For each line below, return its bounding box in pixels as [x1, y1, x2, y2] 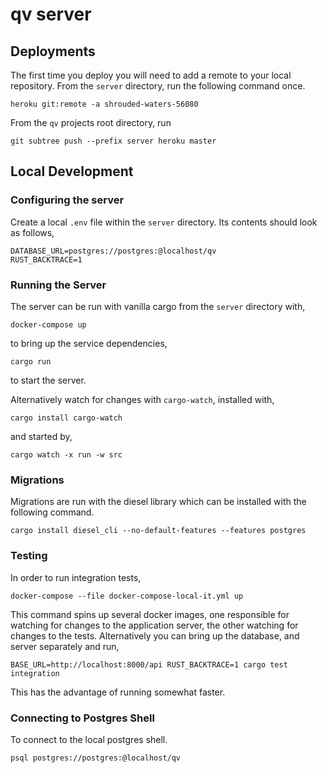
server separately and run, [10, 640, 120, 652]
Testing [10, 549, 48, 563]
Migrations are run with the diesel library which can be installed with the [10, 496, 307, 508]
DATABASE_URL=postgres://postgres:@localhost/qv [10, 246, 217, 256]
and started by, [10, 430, 73, 442]
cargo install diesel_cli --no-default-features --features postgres [10, 526, 307, 536]
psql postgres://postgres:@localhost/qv [10, 753, 182, 763]
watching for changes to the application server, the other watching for [10, 619, 299, 631]
